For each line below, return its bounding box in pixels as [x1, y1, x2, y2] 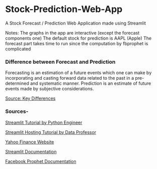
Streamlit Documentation [5, 148, 57, 154]
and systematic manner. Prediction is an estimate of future [30, 80, 151, 86]
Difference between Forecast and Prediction [5, 58, 116, 65]
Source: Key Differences [5, 95, 56, 101]
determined [5, 80, 29, 86]
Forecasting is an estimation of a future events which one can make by [5, 70, 152, 76]
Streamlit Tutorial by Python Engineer [5, 119, 83, 125]
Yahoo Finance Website [5, 139, 54, 145]
